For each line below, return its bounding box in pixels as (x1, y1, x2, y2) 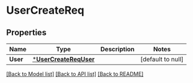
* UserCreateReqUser (32, 55, 95, 63)
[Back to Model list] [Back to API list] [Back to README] (6, 70, 144, 78)
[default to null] (140, 55, 184, 63)
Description (100, 45, 135, 53)
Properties (6, 27, 47, 38)
